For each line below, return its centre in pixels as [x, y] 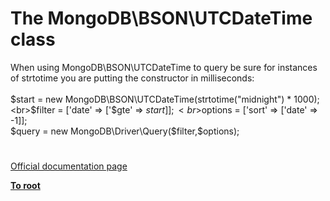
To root [25, 186]
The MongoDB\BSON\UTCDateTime [161, 18]
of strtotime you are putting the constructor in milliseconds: [132, 78]
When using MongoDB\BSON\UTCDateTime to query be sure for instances [164, 67]
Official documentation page [69, 166]
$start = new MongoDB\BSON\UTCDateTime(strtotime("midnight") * [151, 99]
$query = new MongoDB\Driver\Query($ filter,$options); [125, 131]
